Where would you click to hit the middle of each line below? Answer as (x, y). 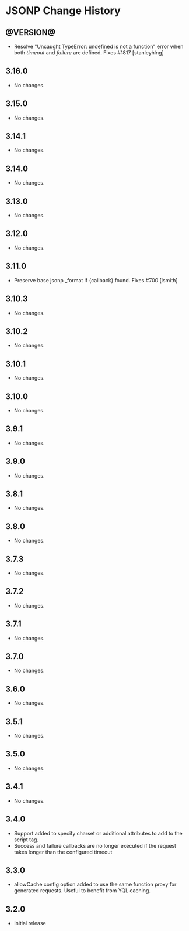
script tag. (26, 840)
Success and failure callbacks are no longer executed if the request (95, 845)
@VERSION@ (31, 33)
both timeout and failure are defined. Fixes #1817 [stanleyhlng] (89, 53)
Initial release (30, 923)
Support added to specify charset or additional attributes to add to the (98, 833)
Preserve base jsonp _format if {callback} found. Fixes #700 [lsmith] (96, 280)
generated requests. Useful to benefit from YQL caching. (82, 891)
